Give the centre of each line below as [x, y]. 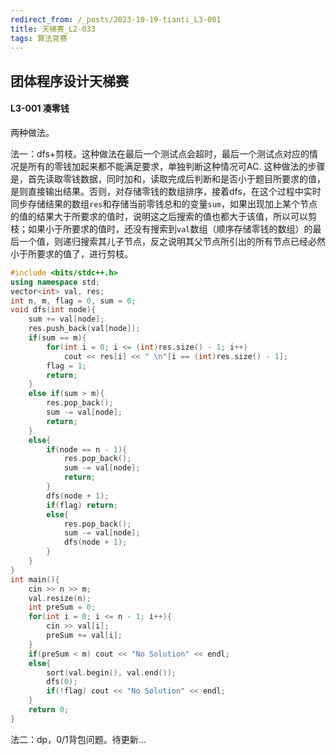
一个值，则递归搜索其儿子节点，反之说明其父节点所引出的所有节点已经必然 [172, 241]
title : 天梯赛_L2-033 [53, 29]
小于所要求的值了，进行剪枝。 [71, 253]
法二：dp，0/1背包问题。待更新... [78, 739]
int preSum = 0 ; [62, 607]
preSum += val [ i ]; [84, 636]
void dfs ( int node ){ [53, 310]
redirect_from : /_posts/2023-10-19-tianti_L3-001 [116, 19]
